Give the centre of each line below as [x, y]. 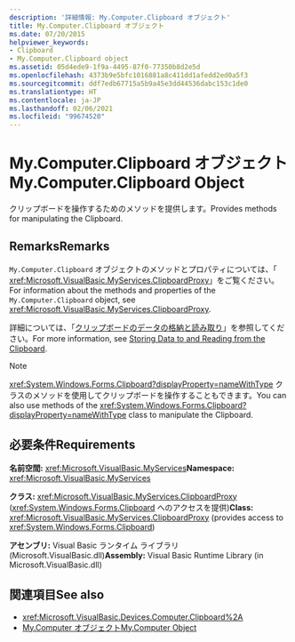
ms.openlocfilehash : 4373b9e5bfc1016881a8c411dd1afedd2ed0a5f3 [129, 76]
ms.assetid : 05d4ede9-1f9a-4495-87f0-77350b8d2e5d [105, 68]
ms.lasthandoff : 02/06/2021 [61, 108]
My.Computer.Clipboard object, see [72, 300]
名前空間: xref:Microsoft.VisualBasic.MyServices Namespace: [122, 468]
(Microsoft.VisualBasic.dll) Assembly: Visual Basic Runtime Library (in [136, 555]
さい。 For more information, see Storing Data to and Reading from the [137, 338]
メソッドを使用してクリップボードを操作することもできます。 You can [159, 395]
